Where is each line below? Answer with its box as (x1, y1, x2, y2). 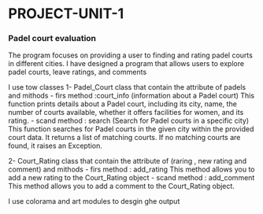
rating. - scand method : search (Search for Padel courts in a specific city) (8, 116, 250, 126)
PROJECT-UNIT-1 (8, 5, 124, 23)
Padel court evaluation (8, 33, 97, 44)
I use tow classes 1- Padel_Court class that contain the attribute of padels (8, 83, 246, 92)
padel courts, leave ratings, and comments (8, 68, 147, 77)
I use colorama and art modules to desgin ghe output (8, 197, 180, 206)
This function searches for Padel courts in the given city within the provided (8, 124, 254, 134)
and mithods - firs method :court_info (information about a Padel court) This (8, 91, 254, 101)
